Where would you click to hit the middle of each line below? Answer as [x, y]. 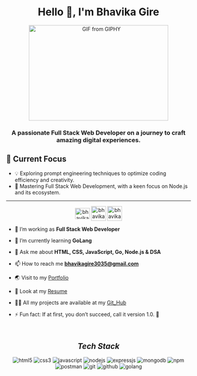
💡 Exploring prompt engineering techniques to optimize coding [90, 173]
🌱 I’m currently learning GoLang [53, 240]
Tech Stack [98, 346]
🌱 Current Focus [36, 159]
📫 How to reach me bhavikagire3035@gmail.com [77, 263]
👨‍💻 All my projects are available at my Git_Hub [70, 303]
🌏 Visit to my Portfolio [42, 277]
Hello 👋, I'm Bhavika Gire [98, 12]
